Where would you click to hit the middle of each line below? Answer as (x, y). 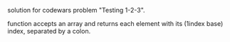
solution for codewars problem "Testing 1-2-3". (76, 10)
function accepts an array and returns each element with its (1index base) (115, 23)
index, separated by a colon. (49, 31)
